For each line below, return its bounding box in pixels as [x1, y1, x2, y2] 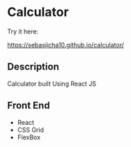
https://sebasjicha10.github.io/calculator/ [7, 40, 124, 49]
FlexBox [17, 133, 40, 141]
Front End [7, 100, 50, 111]
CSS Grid [17, 125, 44, 134]
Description [7, 61, 59, 73]
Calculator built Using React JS [7, 79, 96, 88]
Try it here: [7, 27, 39, 36]
